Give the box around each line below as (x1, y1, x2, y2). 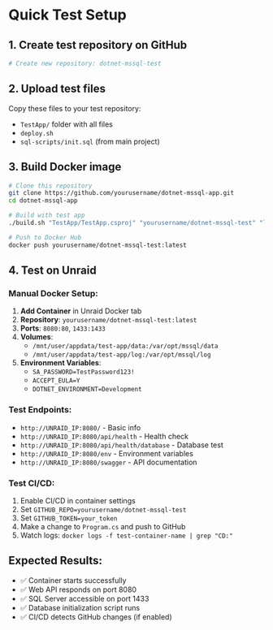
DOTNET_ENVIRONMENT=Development (32, 386, 142, 394)
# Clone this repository (8, 181, 93, 190)
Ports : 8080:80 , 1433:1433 (19, 323, 106, 334)
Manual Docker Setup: (8, 287, 99, 299)
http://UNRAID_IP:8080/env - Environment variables (19, 448, 193, 458)
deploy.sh (19, 129, 54, 137)
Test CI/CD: (8, 477, 55, 489)
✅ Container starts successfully (19, 575, 127, 585)
